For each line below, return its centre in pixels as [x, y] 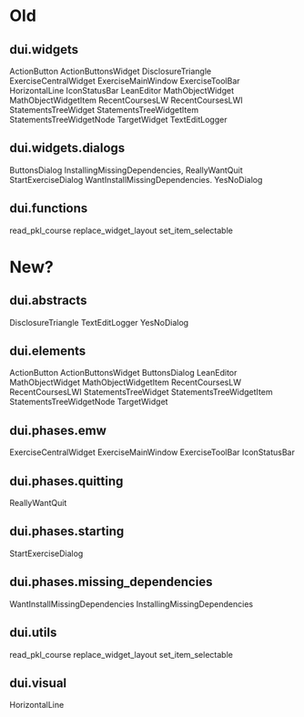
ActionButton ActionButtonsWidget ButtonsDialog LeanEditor [123, 373]
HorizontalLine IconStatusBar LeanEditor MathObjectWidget [122, 91]
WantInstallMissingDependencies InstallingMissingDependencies [131, 604]
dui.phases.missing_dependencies [111, 582]
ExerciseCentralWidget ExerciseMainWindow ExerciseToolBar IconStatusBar [152, 452]
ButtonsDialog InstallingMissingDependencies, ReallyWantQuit [126, 170]
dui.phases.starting [67, 532]
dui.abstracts [49, 301]
